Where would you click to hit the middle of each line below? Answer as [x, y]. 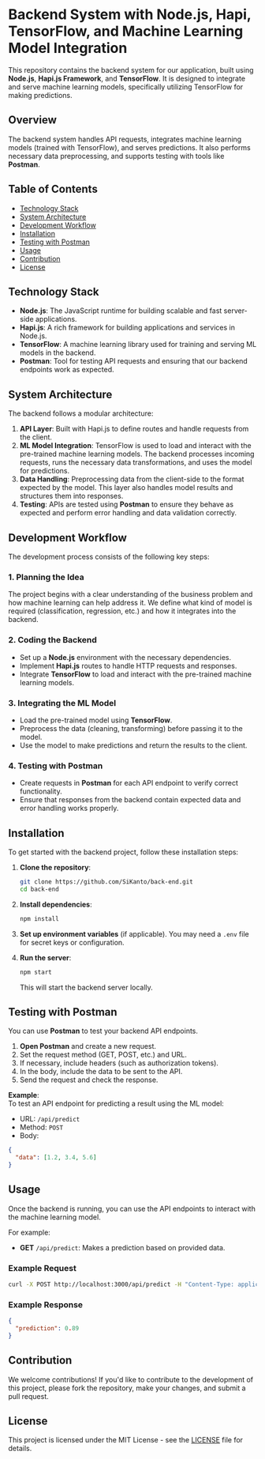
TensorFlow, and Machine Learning [126, 31]
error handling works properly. [69, 809]
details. [20, 1449]
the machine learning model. [54, 1217]
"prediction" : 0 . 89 [47, 1329]
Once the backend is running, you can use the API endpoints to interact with [132, 1208]
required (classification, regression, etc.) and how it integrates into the [122, 611]
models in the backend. [58, 352]
